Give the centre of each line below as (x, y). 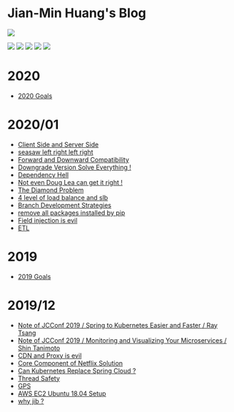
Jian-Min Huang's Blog (77, 13)
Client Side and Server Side (58, 144)
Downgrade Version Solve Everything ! (75, 167)
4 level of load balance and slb (63, 197)
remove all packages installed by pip (71, 213)
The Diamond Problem (51, 190)
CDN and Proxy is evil (50, 356)
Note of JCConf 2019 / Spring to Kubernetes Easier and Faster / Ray (117, 325)
